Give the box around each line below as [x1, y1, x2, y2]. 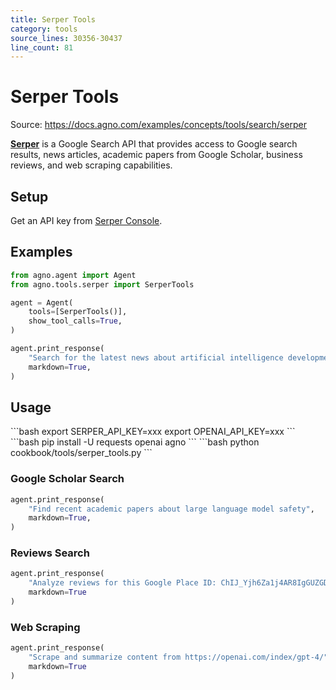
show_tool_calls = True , [28, 316, 123, 326]
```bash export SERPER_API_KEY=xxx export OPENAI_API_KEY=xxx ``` [10, 426, 296, 438]
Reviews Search [10, 546, 90, 560]
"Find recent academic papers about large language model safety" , [28, 504, 315, 514]
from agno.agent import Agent [10, 270, 137, 280]
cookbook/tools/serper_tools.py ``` [10, 447, 153, 459]
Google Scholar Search [10, 472, 125, 486]
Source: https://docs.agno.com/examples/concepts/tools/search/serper [10, 119, 308, 131]
